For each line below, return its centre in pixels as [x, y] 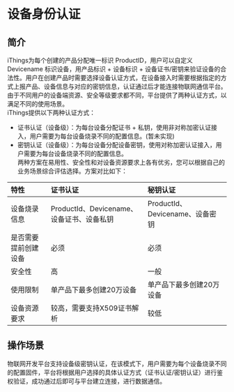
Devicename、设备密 [182, 214]
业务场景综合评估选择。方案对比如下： [72, 171]
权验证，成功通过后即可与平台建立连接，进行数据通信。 [86, 381]
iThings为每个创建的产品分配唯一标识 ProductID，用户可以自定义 [100, 60]
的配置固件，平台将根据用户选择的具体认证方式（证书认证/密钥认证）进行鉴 [115, 372]
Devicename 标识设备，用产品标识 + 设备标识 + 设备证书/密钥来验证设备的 [114, 69]
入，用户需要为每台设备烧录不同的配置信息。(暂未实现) [96, 136]
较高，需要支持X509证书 [91, 308]
